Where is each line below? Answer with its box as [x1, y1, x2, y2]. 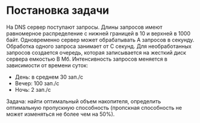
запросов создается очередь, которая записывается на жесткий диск [6, 49, 187, 56]
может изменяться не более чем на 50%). [6, 110, 115, 118]
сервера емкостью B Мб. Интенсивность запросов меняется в [6, 55, 168, 62]
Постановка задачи [6, 4, 110, 17]
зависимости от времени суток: [6, 61, 89, 69]
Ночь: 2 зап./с [14, 86, 51, 93]
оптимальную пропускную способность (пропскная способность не [6, 104, 183, 111]
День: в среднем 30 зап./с [14, 73, 84, 80]
